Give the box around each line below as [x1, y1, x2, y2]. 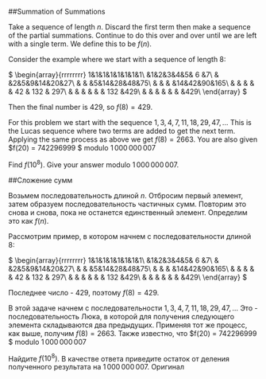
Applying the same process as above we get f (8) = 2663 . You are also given [8, 135, 258, 144]
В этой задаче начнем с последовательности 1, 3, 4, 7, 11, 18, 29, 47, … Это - [8, 303, 258, 313]
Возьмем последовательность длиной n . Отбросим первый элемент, [8, 190, 244, 200]
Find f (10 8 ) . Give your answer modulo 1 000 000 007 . [8, 158, 179, 170]
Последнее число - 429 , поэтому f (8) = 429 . [8, 287, 160, 297]
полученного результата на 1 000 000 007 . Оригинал [8, 362, 185, 372]
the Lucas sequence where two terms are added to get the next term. [8, 127, 236, 135]
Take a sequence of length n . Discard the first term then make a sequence [8, 22, 252, 31]
